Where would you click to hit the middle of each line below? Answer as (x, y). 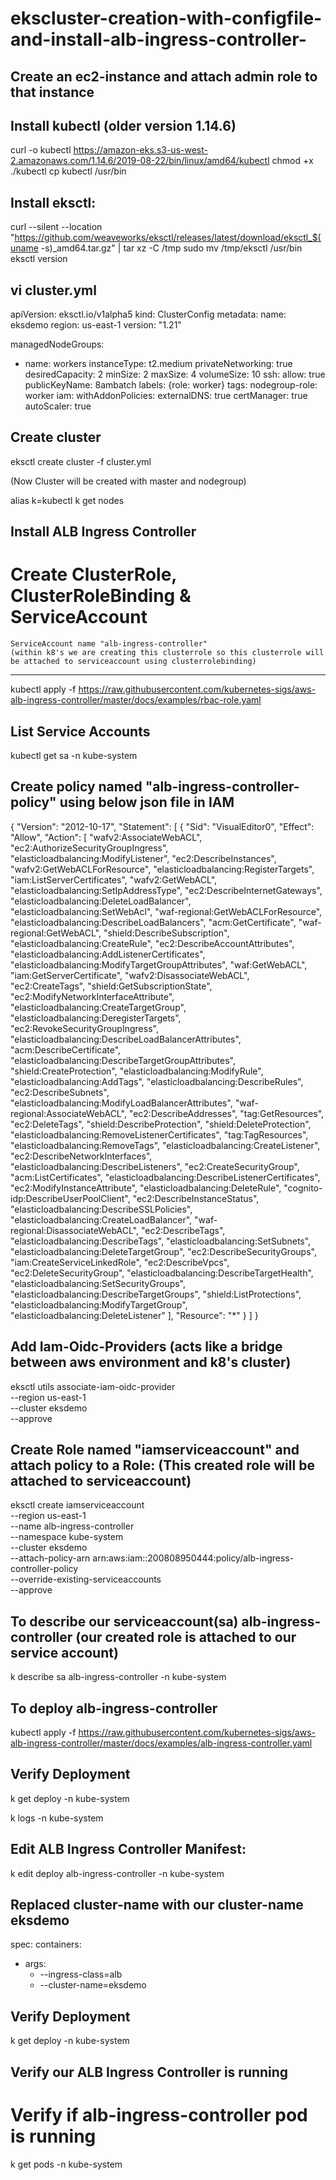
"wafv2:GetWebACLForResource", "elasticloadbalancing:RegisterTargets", (162, 869)
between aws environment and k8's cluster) (151, 1362)
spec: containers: (46, 1944)
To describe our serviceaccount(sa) (124, 1621)
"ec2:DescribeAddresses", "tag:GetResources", (226, 1113)
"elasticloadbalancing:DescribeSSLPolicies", (101, 1209)
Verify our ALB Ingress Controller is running (149, 2072)
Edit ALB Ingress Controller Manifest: (128, 1849)
